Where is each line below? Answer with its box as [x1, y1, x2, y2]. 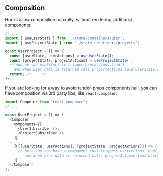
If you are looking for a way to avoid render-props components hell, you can [5, 85, 157, 91]
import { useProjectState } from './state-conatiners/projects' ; [5, 40, 140, 45]
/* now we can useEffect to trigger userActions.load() [9, 63, 125, 67]
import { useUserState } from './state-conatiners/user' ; [5, 36, 125, 41]
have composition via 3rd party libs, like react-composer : [5, 90, 117, 96]
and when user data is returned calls [24, 153, 103, 158]
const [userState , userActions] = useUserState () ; [9, 53, 114, 59]
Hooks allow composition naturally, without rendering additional [5, 16, 132, 22]
